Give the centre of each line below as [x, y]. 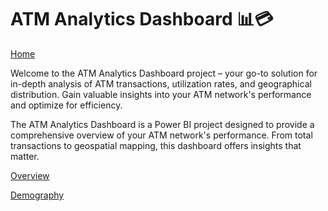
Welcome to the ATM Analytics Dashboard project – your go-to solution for [164, 73]
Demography [37, 195]
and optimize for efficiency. [66, 105]
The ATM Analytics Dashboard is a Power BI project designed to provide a [162, 124]
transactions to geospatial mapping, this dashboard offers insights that [156, 145]
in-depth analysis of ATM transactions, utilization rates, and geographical [161, 83]
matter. [25, 156]
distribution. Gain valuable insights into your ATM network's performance [161, 94]
